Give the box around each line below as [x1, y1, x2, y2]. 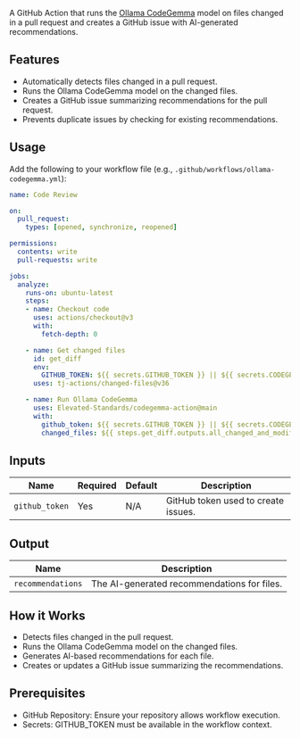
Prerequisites [9, 686, 86, 701]
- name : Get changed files [25, 345, 126, 355]
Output [9, 535, 49, 551]
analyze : [17, 280, 50, 289]
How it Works [9, 608, 86, 623]
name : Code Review [9, 190, 78, 199]
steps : [25, 296, 50, 306]
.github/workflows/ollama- [174, 165, 275, 174]
